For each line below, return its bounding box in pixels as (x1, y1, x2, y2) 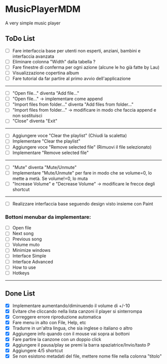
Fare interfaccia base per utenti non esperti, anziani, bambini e (12, 47, 141, 53)
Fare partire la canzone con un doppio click (12, 336, 102, 342)
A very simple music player (5, 20, 61, 26)
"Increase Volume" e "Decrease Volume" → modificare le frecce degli (12, 181, 155, 186)
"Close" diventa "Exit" (12, 118, 58, 124)
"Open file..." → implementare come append (12, 96, 103, 102)
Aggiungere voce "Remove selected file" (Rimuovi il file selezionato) (12, 144, 152, 150)
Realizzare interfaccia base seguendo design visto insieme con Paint (12, 200, 153, 206)
